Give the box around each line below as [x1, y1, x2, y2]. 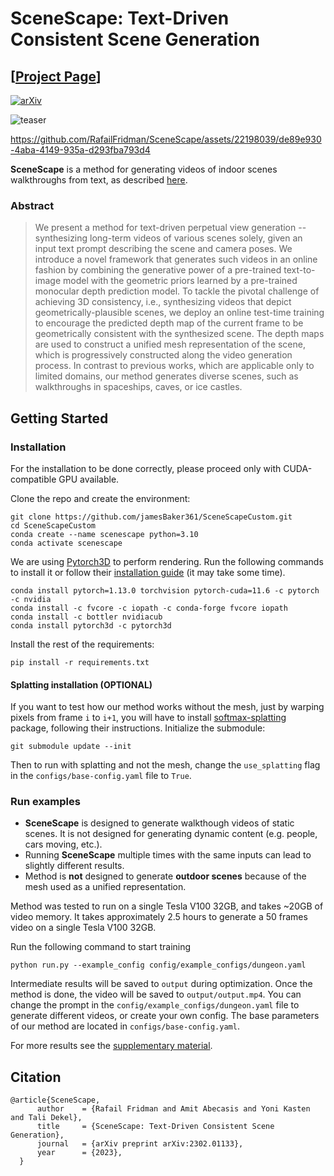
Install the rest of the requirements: [10, 638, 155, 650]
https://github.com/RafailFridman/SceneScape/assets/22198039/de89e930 [10, 133, 322, 145]
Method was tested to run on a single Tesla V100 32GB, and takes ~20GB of [10, 900, 324, 912]
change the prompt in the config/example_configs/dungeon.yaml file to [10, 999, 300, 1011]
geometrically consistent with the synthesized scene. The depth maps [34, 328, 325, 340]
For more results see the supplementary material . [10, 1040, 213, 1052]
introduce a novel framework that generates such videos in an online [34, 253, 318, 266]
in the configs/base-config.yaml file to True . [10, 770, 192, 782]
